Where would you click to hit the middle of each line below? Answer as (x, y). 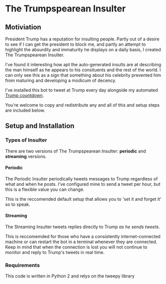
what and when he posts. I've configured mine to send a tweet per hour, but (83, 184)
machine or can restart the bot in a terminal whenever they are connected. (81, 242)
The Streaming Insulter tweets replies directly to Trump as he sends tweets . (83, 227)
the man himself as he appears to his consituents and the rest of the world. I (83, 70)
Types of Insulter (26, 140)
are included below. (25, 110)
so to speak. (18, 204)
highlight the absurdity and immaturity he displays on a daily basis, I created (83, 50)
